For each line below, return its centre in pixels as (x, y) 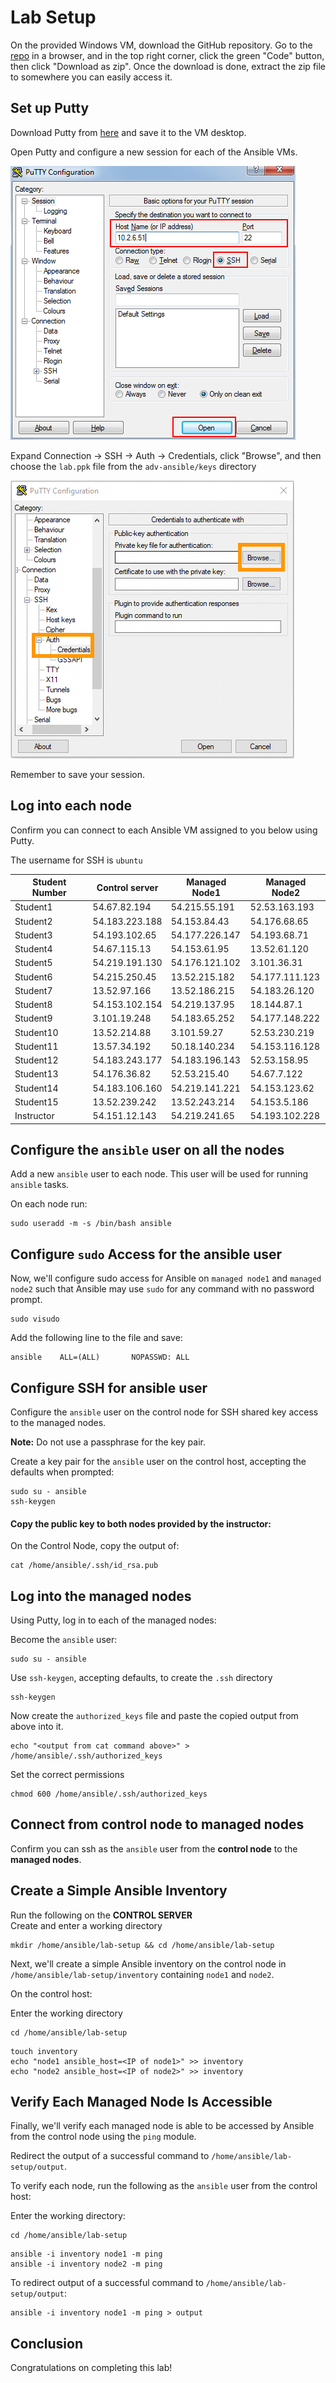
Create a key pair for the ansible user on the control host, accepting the (158, 1461)
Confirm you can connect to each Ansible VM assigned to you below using (164, 830)
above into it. (37, 1727)
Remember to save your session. (78, 774)
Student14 (36, 1088)
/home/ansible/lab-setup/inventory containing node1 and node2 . (142, 1974)
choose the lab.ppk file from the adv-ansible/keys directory (133, 466)
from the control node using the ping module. (103, 2137)
